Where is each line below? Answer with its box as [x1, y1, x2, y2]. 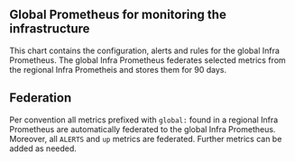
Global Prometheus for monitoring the [9, 7, 227, 22]
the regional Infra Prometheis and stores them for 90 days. [9, 64, 227, 75]
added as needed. [9, 143, 77, 154]
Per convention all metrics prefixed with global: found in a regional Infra [9, 114, 279, 125]
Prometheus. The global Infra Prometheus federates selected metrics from [9, 54, 286, 66]
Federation [9, 90, 72, 106]
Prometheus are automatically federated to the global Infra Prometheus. [9, 123, 276, 134]
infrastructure [9, 22, 90, 37]
